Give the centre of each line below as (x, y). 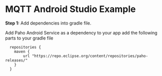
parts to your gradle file (29, 38)
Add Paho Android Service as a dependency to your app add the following (81, 32)
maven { (22, 51)
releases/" (16, 60)
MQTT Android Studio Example (71, 9)
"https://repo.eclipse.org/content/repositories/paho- (90, 56)
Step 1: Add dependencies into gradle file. (48, 23)
